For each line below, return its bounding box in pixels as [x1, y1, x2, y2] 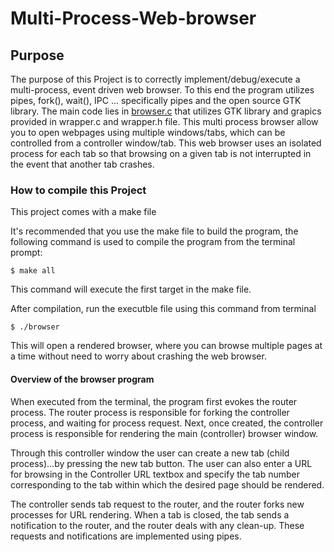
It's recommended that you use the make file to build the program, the [10, 225, 299, 237]
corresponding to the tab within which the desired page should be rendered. [10, 478, 325, 491]
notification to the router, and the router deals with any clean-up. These [10, 519, 305, 531]
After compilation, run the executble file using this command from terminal [10, 303, 317, 315]
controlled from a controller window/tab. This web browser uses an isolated [10, 137, 322, 149]
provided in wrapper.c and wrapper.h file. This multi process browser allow [10, 116, 319, 127]
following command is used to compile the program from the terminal [10, 236, 296, 248]
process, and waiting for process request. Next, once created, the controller [10, 417, 324, 429]
